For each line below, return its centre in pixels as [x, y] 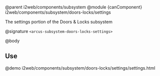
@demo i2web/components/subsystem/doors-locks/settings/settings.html [80, 68]
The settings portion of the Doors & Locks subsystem [59, 22]
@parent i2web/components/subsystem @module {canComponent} [74, 7]
